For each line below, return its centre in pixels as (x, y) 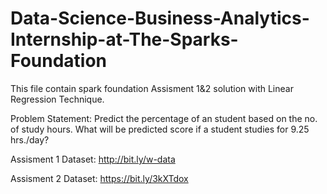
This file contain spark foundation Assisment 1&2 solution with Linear (152, 88)
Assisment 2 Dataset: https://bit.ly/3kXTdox (99, 178)
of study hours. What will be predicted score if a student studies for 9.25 (160, 129)
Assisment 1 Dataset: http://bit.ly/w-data (93, 159)
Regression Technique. (57, 99)
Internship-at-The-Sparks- (124, 39)
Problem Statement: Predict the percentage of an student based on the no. (164, 118)
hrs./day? (30, 139)
